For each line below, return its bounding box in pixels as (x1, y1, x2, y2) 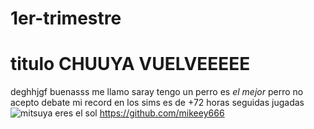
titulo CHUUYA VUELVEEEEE (10, 53, 251, 76)
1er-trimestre (10, 7, 122, 30)
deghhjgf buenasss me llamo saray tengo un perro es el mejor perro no (10, 86, 304, 98)
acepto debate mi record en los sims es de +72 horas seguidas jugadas (10, 97, 305, 109)
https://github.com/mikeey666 (99, 107, 225, 119)
